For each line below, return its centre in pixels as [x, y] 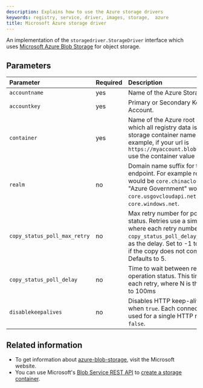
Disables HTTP [149, 301]
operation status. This [159, 276]
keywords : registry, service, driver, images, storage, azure [88, 17]
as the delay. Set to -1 [160, 244]
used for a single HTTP [160, 316]
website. [26, 366]
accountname [27, 93]
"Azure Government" [157, 189]
